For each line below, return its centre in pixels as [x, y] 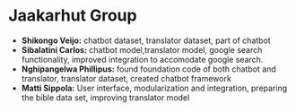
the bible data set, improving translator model [105, 97]
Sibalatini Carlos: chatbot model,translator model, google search [142, 49]
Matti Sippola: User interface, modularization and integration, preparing [154, 88]
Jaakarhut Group [73, 16]
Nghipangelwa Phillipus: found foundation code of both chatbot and [149, 69]
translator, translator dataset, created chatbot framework [126, 78]
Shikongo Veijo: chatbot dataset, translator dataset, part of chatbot [146, 40]
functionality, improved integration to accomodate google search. [142, 59]
